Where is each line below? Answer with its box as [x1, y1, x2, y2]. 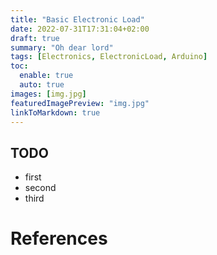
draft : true [10, 33, 60, 43]
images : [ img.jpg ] [10, 89, 87, 99]
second [24, 182, 57, 194]
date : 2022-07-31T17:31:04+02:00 [10, 24, 150, 34]
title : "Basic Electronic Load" [10, 14, 145, 25]
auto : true [19, 80, 65, 90]
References [10, 227, 108, 250]
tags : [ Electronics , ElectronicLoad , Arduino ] [10, 52, 208, 62]
